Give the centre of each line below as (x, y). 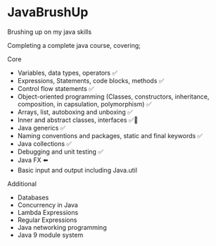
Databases (33, 197)
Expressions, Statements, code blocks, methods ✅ (91, 80)
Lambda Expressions (48, 212)
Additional (22, 183)
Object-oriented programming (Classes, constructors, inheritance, (113, 97)
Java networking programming (62, 227)
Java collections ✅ (45, 143)
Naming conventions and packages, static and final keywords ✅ (110, 135)
